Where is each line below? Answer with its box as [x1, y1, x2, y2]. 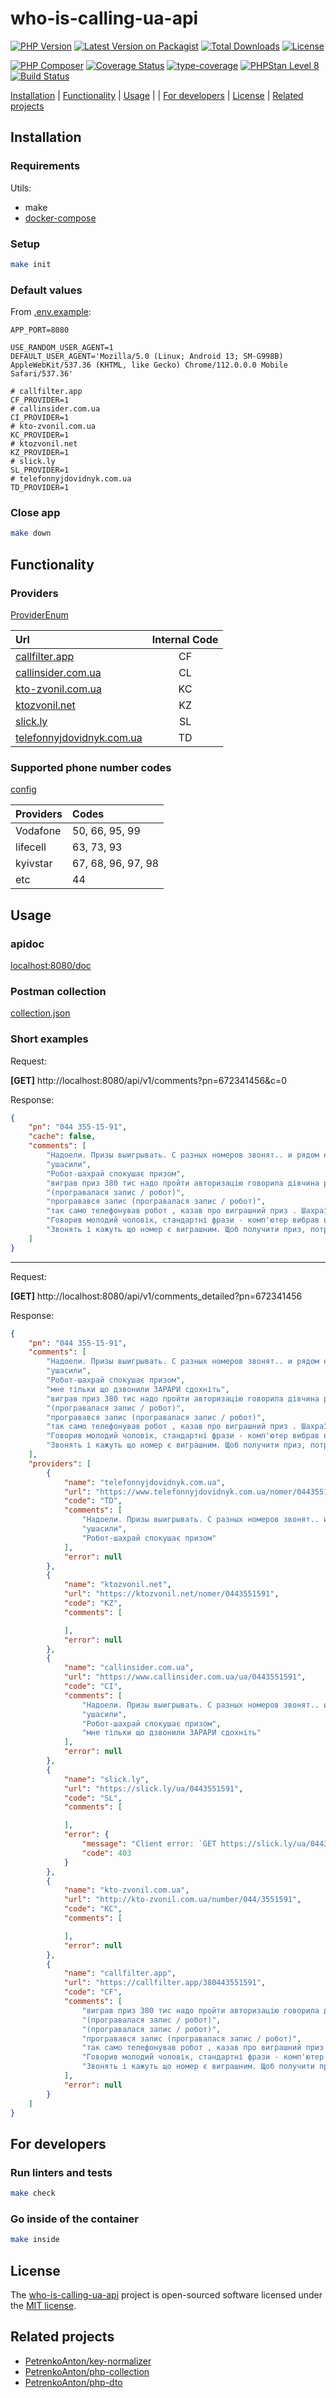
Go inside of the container [10, 2212, 140, 2226]
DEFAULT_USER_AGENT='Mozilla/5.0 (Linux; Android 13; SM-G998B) [10, 352, 284, 362]
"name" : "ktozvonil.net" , [63, 1580, 172, 1590]
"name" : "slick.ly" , [63, 1774, 150, 1784]
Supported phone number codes [10, 760, 172, 774]
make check [10, 2188, 56, 2199]
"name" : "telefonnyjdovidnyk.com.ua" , [63, 1477, 226, 1487]
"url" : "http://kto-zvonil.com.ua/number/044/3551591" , [63, 1895, 302, 1905]
